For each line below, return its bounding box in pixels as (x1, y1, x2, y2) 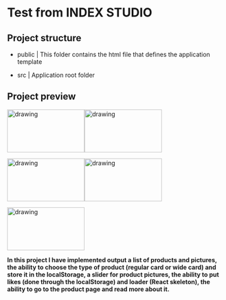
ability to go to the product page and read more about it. (7, 285, 170, 293)
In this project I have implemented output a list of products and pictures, (7, 255, 218, 264)
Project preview (7, 91, 76, 102)
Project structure (7, 32, 82, 44)
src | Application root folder (16, 71, 95, 79)
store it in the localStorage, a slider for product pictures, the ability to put (7, 270, 220, 279)
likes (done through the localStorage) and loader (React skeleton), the (7, 277, 211, 286)
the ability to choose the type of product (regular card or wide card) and (7, 263, 216, 271)
